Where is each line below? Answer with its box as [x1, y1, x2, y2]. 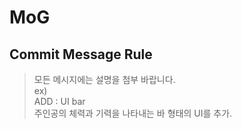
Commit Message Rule [9, 46, 153, 63]
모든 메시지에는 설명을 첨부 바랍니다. [33, 74, 176, 85]
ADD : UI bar [33, 96, 86, 107]
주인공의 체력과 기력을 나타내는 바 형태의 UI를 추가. [33, 107, 233, 119]
